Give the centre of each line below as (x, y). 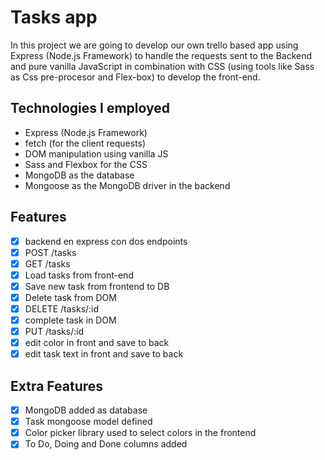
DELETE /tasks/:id (62, 308)
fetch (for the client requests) (85, 143)
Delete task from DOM (70, 297)
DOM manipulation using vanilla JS (96, 153)
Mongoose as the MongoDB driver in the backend (127, 185)
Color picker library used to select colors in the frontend (140, 433)
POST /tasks (50, 252)
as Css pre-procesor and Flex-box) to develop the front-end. (135, 77)
